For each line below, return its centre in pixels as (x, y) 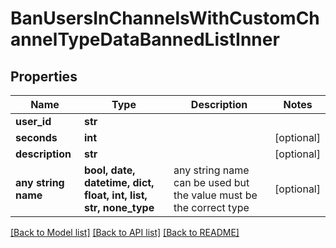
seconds (36, 137)
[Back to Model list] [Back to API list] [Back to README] (125, 232)
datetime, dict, (119, 182)
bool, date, (109, 170)
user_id (33, 121)
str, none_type (119, 207)
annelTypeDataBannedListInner (145, 39)
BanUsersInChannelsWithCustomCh (165, 18)
